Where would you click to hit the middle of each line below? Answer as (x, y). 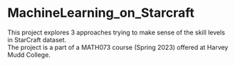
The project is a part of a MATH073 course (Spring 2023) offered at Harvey (118, 47)
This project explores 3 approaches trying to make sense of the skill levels (116, 32)
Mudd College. (29, 55)
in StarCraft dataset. (37, 39)
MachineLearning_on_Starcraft (101, 13)
